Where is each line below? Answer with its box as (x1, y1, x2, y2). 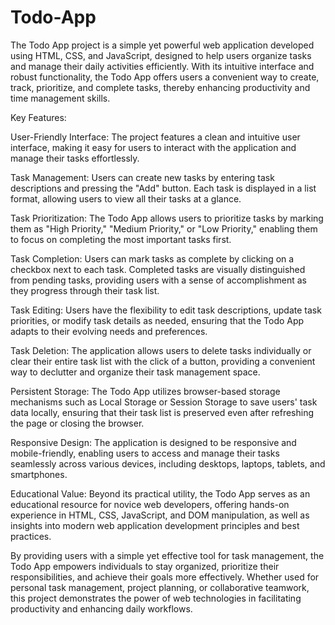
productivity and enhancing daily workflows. (10, 602, 193, 615)
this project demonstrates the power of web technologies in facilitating (10, 592, 302, 604)
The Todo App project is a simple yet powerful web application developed (10, 39, 315, 51)
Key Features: (10, 111, 67, 123)
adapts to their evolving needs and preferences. (10, 325, 208, 337)
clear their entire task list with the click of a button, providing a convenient (10, 355, 316, 367)
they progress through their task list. (10, 284, 160, 296)
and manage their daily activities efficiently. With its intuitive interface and (10, 60, 315, 72)
